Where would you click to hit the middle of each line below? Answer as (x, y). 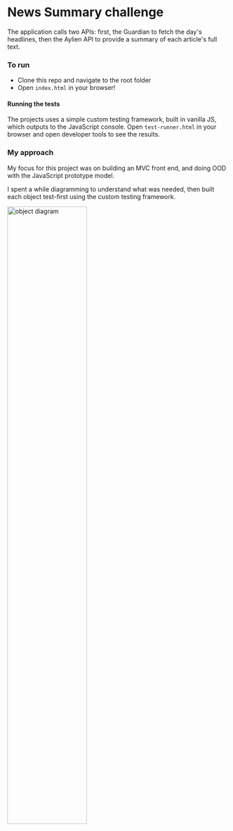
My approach (31, 153)
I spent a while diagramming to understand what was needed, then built (111, 189)
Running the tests (34, 103)
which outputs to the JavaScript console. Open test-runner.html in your (112, 127)
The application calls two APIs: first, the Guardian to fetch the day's (105, 32)
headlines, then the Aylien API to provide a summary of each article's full (112, 39)
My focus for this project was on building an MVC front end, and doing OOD (117, 168)
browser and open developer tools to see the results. (84, 134)
